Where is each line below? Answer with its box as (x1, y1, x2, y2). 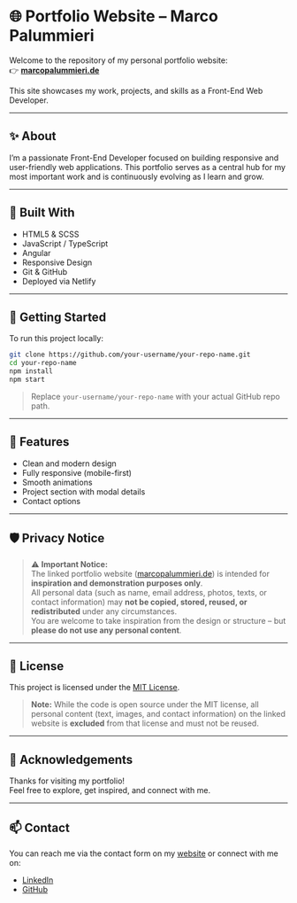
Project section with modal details (21, 486, 146, 497)
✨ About (9, 128, 57, 144)
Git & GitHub (21, 266, 68, 276)
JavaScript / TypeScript (21, 237, 109, 249)
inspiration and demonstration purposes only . (30, 578, 203, 588)
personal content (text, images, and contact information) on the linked (30, 709, 286, 720)
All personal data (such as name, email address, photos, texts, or (30, 587, 268, 597)
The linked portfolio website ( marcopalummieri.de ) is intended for (30, 568, 270, 579)
